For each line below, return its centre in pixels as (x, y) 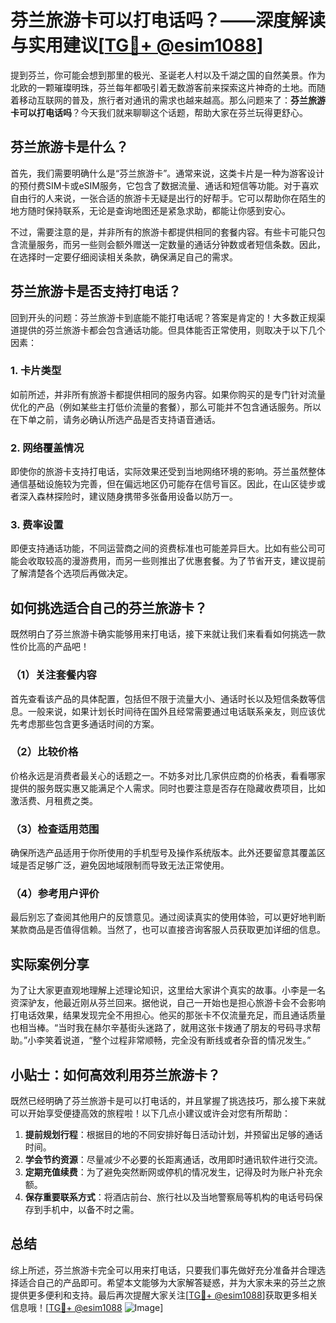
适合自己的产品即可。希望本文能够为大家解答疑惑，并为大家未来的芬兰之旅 (172, 1282)
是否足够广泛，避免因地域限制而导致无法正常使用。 (124, 865)
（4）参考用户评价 (55, 894)
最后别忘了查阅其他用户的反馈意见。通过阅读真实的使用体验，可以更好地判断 (168, 917)
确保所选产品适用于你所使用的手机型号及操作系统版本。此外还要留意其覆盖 (163, 853)
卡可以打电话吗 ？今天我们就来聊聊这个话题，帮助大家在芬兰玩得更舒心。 (159, 112)
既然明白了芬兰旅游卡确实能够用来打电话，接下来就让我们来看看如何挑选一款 (168, 634)
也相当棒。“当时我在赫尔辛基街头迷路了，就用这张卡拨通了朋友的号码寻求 (161, 1028)
